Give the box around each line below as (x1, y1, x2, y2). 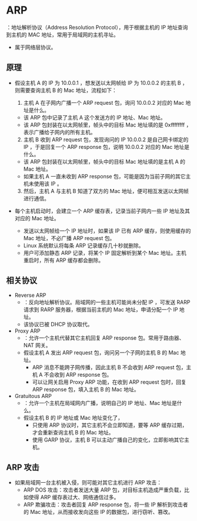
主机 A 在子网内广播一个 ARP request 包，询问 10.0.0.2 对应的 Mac (23, 99, 185, 106)
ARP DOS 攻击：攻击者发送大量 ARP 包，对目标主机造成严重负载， (23, 486, 185, 493)
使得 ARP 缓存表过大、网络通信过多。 (28, 494, 119, 501)
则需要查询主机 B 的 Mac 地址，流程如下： (14, 87, 118, 94)
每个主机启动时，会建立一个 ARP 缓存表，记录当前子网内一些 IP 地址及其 (14, 207, 190, 214)
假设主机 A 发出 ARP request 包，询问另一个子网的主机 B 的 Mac (23, 349, 179, 356)
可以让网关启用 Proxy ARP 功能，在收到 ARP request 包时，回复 (32, 378, 186, 386)
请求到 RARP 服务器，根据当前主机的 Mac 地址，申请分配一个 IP (23, 306, 178, 313)
